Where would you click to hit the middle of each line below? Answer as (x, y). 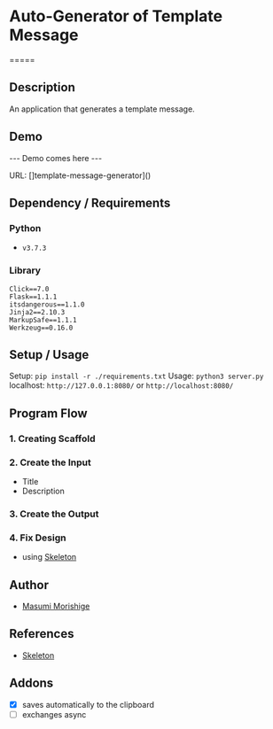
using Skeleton (49, 557)
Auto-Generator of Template (116, 16)
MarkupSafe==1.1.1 (43, 320)
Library (25, 270)
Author (29, 585)
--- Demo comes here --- (56, 158)
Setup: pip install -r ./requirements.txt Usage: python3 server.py (136, 376)
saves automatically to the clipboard (88, 704)
